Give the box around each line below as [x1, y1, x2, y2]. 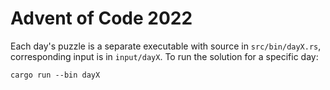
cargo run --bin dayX [10, 70, 101, 80]
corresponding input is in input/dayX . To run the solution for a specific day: [10, 50, 319, 62]
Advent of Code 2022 [10, 7, 193, 30]
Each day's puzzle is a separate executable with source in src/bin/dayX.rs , [10, 40, 322, 52]
